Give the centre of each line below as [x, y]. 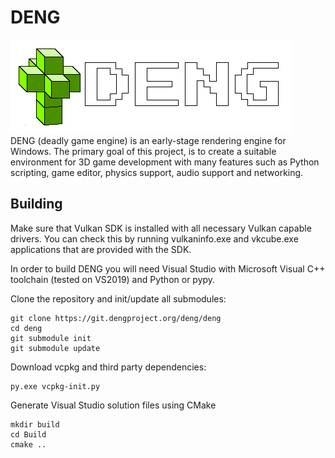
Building [36, 204]
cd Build [28, 434]
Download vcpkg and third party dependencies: [108, 367]
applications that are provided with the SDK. [101, 249]
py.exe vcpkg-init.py [55, 386]
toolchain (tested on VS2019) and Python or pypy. [113, 279]
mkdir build [35, 424]
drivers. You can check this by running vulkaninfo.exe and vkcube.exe [154, 238]
